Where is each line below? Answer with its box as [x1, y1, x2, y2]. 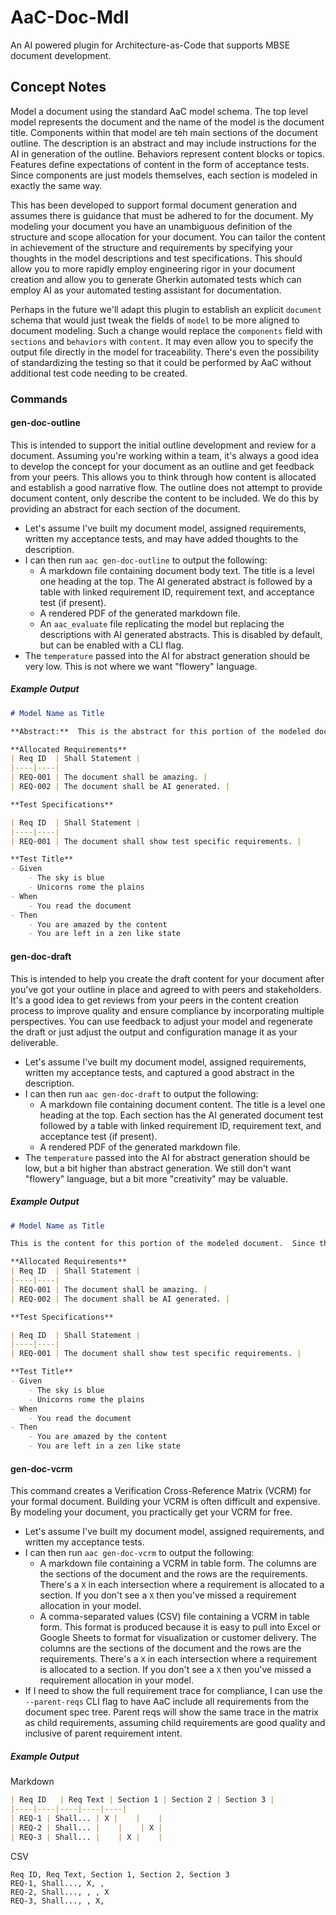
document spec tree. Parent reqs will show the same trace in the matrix [24, 1706, 319, 1718]
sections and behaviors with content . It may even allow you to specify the [10, 335, 314, 347]
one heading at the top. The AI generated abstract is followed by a [39, 575, 313, 587]
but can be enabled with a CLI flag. [39, 639, 185, 651]
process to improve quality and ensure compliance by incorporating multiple [10, 1004, 325, 1016]
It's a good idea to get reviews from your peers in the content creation [10, 994, 299, 1006]
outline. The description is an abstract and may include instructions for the [10, 137, 317, 149]
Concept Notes [10, 79, 107, 96]
